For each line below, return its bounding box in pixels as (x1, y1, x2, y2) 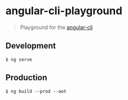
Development (5, 41, 57, 51)
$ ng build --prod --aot (5, 88, 67, 94)
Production (5, 73, 48, 83)
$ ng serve (5, 56, 32, 63)
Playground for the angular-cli (19, 24, 93, 31)
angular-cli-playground (5, 4, 123, 18)
